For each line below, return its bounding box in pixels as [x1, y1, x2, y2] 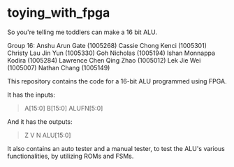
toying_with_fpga [7, 5, 110, 21]
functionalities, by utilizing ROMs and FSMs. [7, 152, 134, 160]
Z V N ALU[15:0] [24, 131, 71, 139]
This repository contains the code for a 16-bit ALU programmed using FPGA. [7, 77, 227, 85]
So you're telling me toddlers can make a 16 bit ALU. [7, 28, 157, 36]
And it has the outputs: [7, 117, 73, 126]
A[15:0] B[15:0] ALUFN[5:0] [24, 104, 103, 112]
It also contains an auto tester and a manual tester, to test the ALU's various [7, 144, 225, 152]
